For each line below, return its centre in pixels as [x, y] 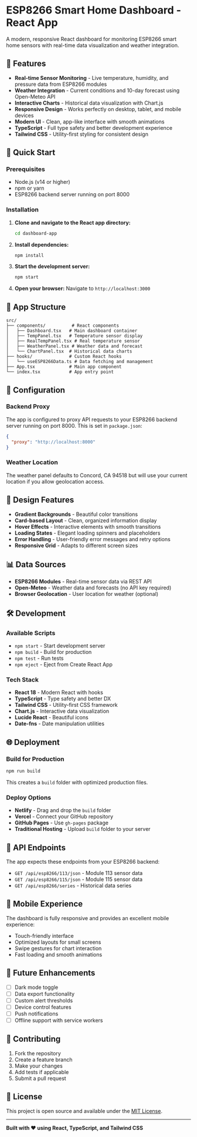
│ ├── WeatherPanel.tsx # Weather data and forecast [74, 346]
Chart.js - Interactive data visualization [62, 711]
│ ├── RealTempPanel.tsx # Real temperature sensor [73, 341]
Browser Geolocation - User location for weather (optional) [86, 594]
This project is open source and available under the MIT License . [84, 1111]
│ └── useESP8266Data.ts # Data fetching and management [80, 362]
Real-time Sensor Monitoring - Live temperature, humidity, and [91, 78]
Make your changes [38, 1066]
